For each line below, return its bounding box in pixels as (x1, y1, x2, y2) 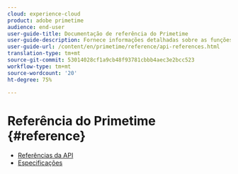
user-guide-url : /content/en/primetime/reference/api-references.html (7, 43, 220, 50)
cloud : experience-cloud (7, 10, 81, 18)
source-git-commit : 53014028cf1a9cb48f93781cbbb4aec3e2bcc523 (7, 57, 195, 64)
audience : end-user (7, 23, 65, 30)
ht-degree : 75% (7, 76, 52, 83)
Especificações (17, 158, 63, 167)
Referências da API (17, 151, 74, 160)
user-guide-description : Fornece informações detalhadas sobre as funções (7, 37, 233, 44)
